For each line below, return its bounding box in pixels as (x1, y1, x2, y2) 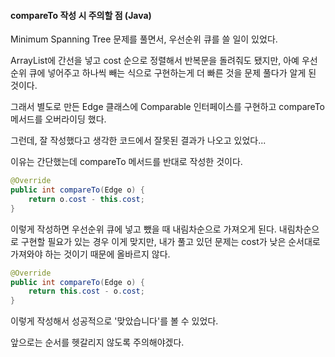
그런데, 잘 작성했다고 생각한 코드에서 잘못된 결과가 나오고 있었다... (10, 135, 267, 147)
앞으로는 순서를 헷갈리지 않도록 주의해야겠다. (10, 336, 185, 349)
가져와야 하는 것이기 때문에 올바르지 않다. (10, 248, 171, 260)
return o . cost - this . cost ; (28, 194, 145, 204)
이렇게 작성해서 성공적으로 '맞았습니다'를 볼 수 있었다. (10, 315, 219, 327)
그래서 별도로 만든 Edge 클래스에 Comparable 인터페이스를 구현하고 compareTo (10, 101, 325, 113)
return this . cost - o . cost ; (28, 286, 145, 297)
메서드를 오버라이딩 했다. (10, 113, 107, 125)
